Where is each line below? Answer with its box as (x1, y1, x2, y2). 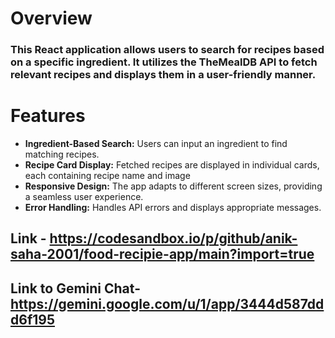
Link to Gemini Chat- (10, 280, 141, 297)
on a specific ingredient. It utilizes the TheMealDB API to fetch (10, 55, 318, 69)
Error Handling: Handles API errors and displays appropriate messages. (24, 202, 322, 214)
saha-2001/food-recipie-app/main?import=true (10, 246, 315, 263)
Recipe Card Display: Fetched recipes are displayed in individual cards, (24, 159, 320, 171)
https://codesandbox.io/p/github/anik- (49, 230, 298, 247)
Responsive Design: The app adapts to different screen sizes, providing (24, 180, 323, 192)
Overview (10, 7, 93, 30)
